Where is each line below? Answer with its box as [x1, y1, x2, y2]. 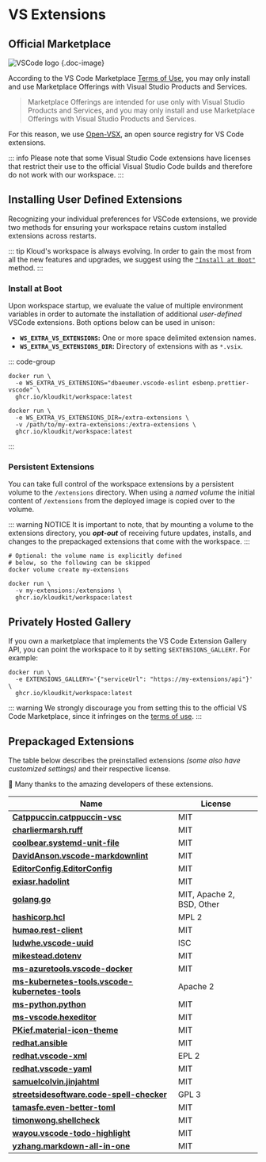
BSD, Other [177, 899, 220, 910]
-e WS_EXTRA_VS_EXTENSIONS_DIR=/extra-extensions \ [15, 414, 190, 422]
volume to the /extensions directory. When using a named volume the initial [8, 487, 256, 497]
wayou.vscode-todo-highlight [12, 1128, 131, 1139]
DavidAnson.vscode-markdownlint [12, 850, 149, 862]
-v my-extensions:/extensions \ [15, 587, 123, 595]
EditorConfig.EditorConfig [12, 863, 112, 874]
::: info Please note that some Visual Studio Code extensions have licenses [8, 153, 251, 162]
